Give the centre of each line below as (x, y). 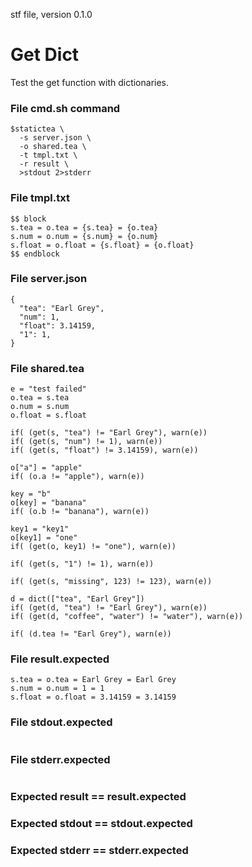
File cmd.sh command (65, 108)
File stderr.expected (60, 759)
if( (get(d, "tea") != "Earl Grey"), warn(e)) (109, 608)
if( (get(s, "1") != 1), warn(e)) (82, 564)
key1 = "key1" (40, 529)
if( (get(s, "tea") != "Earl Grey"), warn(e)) (109, 433)
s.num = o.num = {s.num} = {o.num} (84, 236)
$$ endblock (35, 254)
